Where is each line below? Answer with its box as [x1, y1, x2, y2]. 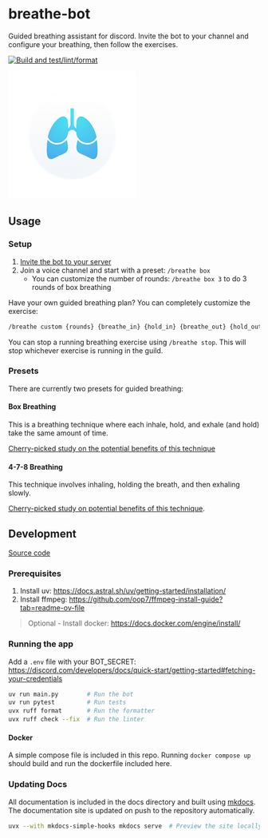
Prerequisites [8, 568, 61, 579]
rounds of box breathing [31, 282, 112, 292]
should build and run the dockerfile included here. [8, 759, 173, 768]
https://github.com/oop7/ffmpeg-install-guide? [69, 594, 223, 604]
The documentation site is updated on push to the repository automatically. [8, 805, 255, 815]
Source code [8, 548, 50, 558]
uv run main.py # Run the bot [8, 690, 134, 698]
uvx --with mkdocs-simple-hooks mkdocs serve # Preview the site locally [8, 822, 262, 830]
